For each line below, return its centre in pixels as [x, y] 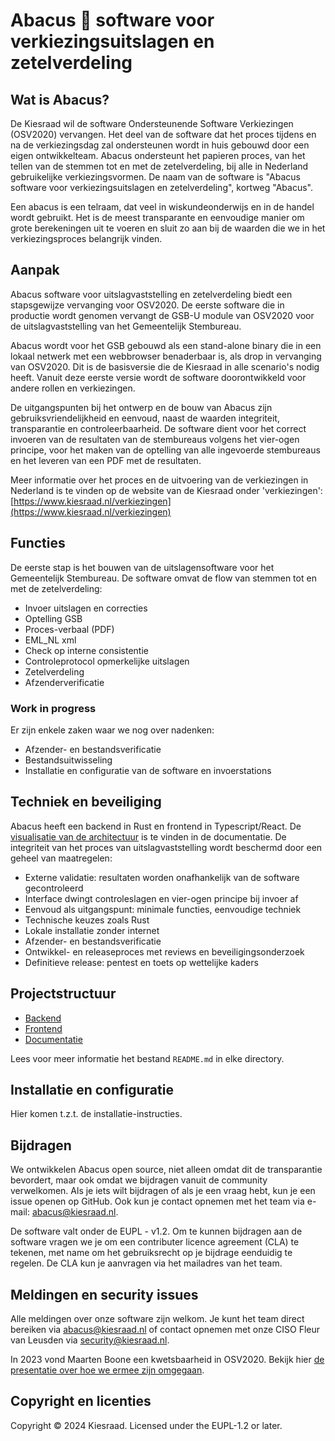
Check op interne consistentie [86, 650]
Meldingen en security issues [104, 1294]
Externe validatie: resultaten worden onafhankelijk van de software [162, 877]
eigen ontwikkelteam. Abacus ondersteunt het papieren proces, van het [158, 155]
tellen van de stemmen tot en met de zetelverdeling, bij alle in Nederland [159, 166]
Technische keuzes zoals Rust [87, 920]
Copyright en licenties [81, 1401]
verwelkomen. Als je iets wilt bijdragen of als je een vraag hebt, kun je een [163, 1191]
